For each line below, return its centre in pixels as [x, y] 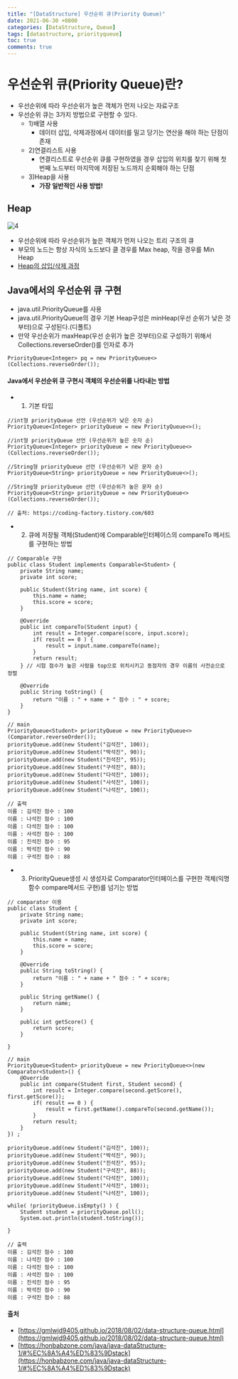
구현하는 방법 [54, 543]
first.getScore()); [36, 1097]
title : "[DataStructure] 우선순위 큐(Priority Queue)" [86, 14]
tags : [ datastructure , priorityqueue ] [65, 34]
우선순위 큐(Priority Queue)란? [95, 84]
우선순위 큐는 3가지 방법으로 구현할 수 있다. [77, 114]
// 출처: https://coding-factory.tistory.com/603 [81, 513]
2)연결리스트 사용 [52, 150]
